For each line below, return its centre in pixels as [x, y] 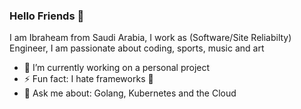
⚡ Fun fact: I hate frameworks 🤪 [88, 79]
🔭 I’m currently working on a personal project [117, 68]
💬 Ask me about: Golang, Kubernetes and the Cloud [130, 93]
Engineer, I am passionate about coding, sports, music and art [137, 48]
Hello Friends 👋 [47, 16]
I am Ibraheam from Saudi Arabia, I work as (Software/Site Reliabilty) [150, 38]
